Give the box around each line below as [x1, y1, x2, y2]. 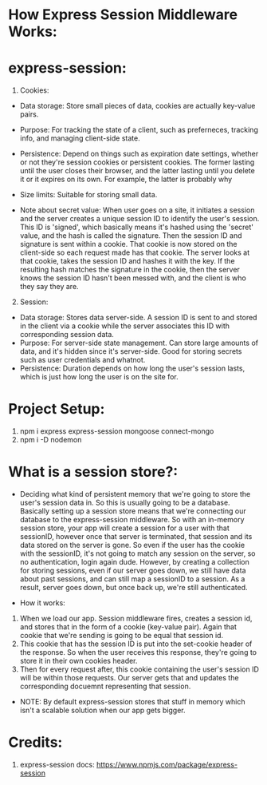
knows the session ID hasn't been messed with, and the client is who [19, 273, 247, 283]
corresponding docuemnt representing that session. [19, 681, 191, 691]
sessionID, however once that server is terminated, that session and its [19, 532, 253, 541]
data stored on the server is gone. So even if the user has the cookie [19, 541, 245, 549]
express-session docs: [19, 759, 95, 769]
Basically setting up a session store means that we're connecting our [19, 506, 246, 516]
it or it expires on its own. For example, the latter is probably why [19, 174, 233, 184]
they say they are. [19, 282, 79, 291]
